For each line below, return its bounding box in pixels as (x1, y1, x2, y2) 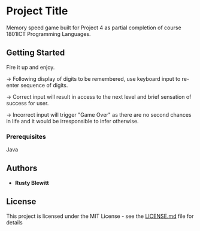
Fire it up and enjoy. (6, 63, 55, 71)
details (6, 218, 23, 226)
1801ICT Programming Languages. (6, 30, 91, 37)
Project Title (6, 4, 68, 18)
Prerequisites (6, 132, 46, 141)
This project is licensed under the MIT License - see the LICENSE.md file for (6, 212, 194, 220)
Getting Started (6, 48, 65, 58)
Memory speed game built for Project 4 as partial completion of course (6, 24, 181, 31)
